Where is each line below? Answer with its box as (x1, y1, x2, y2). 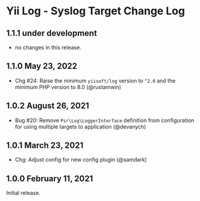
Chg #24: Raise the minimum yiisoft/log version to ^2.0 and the (14, 77, 175, 84)
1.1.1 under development (6, 28, 98, 38)
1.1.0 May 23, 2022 (6, 61, 78, 71)
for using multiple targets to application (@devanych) (14, 123, 147, 130)
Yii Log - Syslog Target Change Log (6, 4, 186, 18)
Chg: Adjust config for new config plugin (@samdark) (14, 156, 147, 163)
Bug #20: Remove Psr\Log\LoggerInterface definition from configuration (14, 117, 195, 124)
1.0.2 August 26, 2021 (6, 100, 89, 111)
